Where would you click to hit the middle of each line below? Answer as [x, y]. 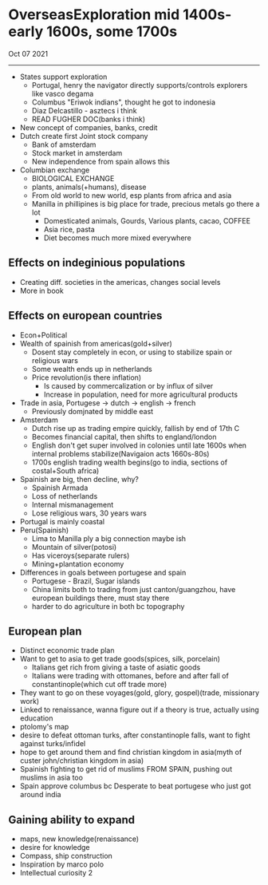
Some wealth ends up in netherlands [92, 369]
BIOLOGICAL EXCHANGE [73, 178]
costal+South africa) [65, 470]
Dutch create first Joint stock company [84, 136]
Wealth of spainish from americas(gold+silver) [96, 343]
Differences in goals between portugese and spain [103, 572]
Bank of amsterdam [64, 144]
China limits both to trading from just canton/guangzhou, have [134, 589]
